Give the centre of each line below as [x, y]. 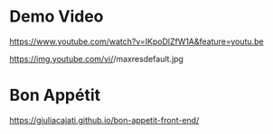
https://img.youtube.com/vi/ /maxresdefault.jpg [96, 58]
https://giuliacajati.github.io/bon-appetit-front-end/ [104, 120]
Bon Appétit [55, 95]
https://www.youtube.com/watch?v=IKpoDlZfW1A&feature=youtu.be [136, 41]
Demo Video [56, 17]
